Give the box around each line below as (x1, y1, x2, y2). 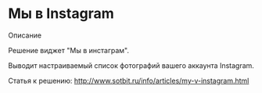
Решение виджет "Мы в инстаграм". (8, 45, 129, 55)
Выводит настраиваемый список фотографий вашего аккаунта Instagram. (8, 60, 254, 70)
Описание (8, 30, 41, 40)
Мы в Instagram (8, 5, 115, 23)
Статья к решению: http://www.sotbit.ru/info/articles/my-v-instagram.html (8, 76, 249, 85)
